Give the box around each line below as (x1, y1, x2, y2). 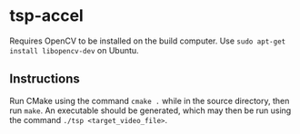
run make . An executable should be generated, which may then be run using (9, 105, 292, 116)
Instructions (9, 72, 80, 87)
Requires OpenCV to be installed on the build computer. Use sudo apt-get (9, 35, 286, 46)
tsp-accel (9, 5, 84, 26)
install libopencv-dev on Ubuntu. (9, 44, 139, 55)
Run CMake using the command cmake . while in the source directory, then (9, 95, 290, 106)
